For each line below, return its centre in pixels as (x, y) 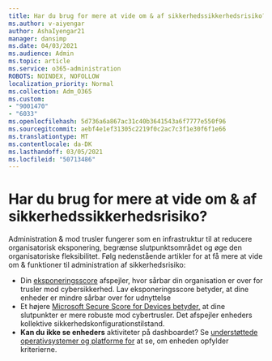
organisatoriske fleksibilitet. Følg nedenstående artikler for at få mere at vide (136, 256)
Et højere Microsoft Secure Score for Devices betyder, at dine (122, 307)
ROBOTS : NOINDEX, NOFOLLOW (54, 76)
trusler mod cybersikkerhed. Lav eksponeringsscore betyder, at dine (134, 290)
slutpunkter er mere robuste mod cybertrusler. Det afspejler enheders (136, 315)
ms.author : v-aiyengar (47, 24)
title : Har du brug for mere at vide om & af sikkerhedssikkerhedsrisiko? (137, 16)
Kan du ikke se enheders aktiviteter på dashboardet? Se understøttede (139, 333)
